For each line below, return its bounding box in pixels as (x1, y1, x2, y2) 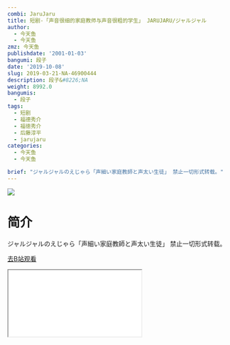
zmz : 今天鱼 (7, 43, 40, 50)
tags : (7, 103, 23, 110)
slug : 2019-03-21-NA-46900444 (7, 70, 97, 77)
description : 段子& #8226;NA (7, 76, 89, 84)
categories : (7, 143, 43, 150)
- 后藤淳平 (13, 129, 42, 136)
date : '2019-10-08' (7, 63, 65, 70)
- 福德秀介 (13, 116, 42, 123)
